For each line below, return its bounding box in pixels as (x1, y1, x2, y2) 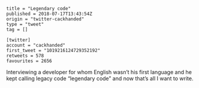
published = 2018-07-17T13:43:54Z (6, 11, 93, 17)
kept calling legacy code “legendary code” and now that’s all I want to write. (6, 75, 194, 82)
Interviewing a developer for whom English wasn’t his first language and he (6, 69, 192, 75)
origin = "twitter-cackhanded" (6, 16, 85, 22)
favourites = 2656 (6, 58, 52, 64)
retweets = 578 (6, 53, 44, 59)
